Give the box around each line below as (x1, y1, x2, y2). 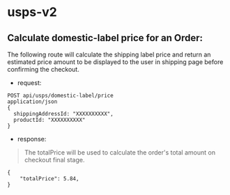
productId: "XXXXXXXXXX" (13, 116, 86, 123)
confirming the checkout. (7, 65, 80, 73)
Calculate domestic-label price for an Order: (7, 32, 204, 44)
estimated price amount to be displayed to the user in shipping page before (7, 58, 224, 66)
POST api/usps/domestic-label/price (7, 92, 114, 99)
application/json (7, 98, 58, 105)
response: (17, 135, 47, 143)
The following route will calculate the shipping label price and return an (7, 50, 211, 58)
